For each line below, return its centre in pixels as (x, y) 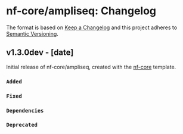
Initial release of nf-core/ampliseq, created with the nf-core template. (91, 67)
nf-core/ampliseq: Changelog (81, 11)
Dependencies (25, 110)
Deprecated (22, 125)
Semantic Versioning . (32, 33)
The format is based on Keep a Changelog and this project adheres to (92, 27)
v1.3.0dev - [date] (40, 53)
